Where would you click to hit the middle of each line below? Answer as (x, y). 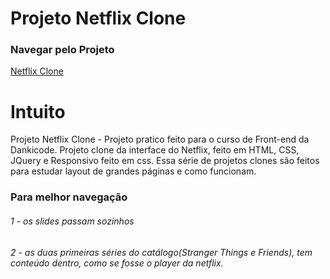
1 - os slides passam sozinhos (72, 221)
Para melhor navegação (69, 197)
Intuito (38, 111)
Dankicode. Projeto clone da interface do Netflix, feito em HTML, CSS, (155, 150)
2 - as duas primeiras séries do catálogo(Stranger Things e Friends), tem (161, 252)
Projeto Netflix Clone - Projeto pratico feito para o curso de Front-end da (160, 139)
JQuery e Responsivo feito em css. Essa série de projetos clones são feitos (165, 161)
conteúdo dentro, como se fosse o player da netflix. (117, 263)
